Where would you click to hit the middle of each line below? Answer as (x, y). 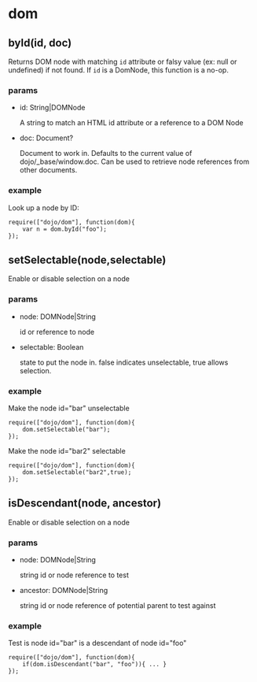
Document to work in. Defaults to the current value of (106, 154)
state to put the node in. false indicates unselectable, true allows (124, 362)
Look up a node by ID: (44, 208)
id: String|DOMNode (52, 108)
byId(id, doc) (40, 43)
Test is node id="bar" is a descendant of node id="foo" (97, 643)
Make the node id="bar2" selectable (67, 451)
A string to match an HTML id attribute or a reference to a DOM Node (131, 123)
